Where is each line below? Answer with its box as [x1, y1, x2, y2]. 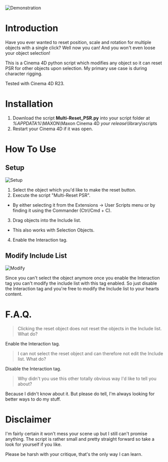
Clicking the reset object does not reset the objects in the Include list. [17, 325, 162, 331]
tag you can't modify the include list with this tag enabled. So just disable [5, 280, 157, 286]
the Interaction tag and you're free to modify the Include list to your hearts [5, 285, 159, 291]
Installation [5, 98, 53, 110]
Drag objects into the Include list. [12, 217, 82, 223]
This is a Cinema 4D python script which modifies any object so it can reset [5, 60, 162, 66]
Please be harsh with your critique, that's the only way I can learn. [5, 451, 143, 457]
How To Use [5, 143, 57, 155]
